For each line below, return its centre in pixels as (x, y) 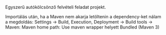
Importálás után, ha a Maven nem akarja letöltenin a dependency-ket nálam (83, 17)
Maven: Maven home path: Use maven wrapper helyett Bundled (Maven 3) (82, 27)
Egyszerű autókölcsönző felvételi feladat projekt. (56, 7)
